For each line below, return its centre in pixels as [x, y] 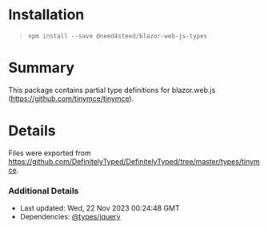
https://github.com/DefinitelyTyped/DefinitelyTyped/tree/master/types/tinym [134, 161]
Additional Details [44, 191]
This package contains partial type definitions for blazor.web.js [112, 90]
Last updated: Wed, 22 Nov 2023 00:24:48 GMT [100, 208]
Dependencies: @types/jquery [70, 217]
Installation [46, 15]
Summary [41, 68]
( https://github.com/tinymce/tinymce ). [71, 98]
